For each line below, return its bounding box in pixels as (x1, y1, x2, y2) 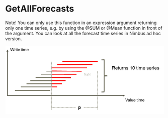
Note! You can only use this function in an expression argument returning (5, 20, 157, 26)
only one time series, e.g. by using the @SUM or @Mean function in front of (5, 25, 162, 31)
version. (5, 36, 22, 42)
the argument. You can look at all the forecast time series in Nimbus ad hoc (5, 30, 161, 36)
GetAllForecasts (5, 3, 74, 15)
